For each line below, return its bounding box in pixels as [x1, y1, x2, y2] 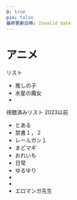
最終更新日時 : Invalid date [6, 20, 71, 26]
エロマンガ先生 [14, 187, 52, 195]
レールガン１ [14, 137, 47, 144]
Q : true [6, 8, 26, 15]
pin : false [6, 15, 34, 21]
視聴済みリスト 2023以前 [6, 109, 69, 116]
